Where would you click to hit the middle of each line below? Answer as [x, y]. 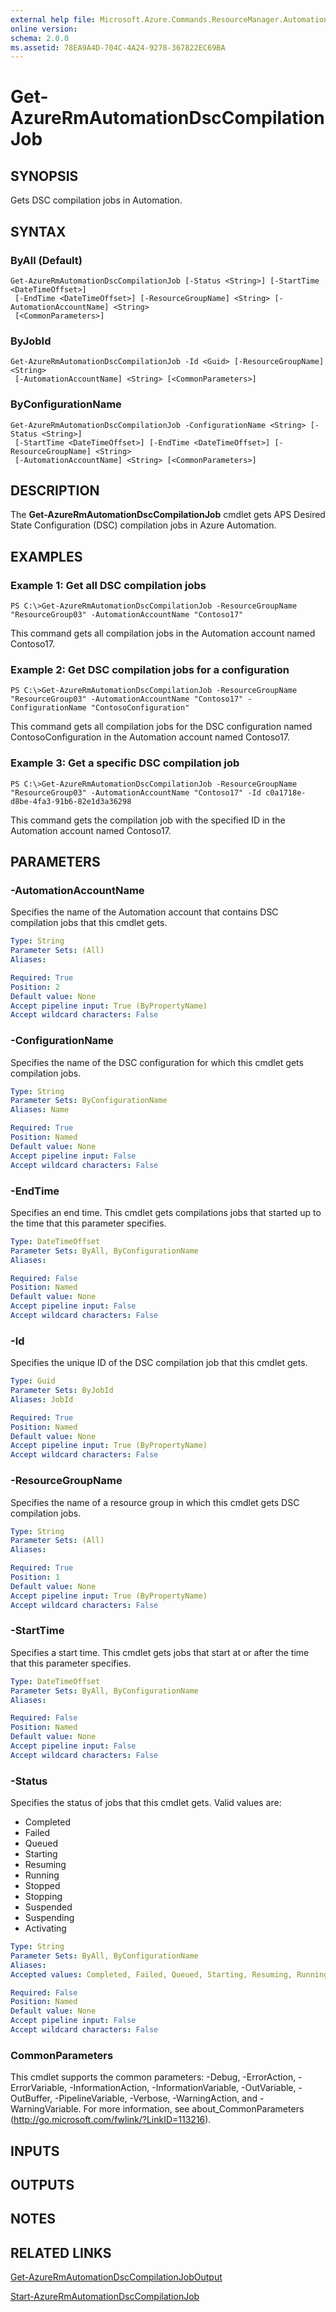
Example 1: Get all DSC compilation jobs [108, 585]
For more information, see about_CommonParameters [194, 2109]
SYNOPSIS [44, 176]
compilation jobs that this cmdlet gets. [89, 923]
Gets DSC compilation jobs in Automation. [96, 200]
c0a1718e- [286, 792]
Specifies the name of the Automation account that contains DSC [144, 912]
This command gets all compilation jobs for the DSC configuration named [161, 727]
